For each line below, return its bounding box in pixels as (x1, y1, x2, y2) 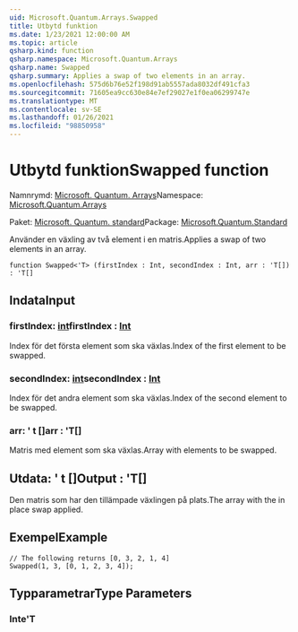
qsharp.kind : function (9, 47, 94, 56)
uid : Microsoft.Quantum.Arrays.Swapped (9, 13, 158, 22)
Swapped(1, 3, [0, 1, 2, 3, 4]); (9, 561, 134, 570)
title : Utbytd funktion (9, 22, 98, 30)
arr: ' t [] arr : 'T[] (9, 424, 82, 437)
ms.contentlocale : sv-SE (9, 105, 102, 114)
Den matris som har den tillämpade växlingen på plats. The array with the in (9, 495, 285, 506)
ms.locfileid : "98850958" (9, 122, 106, 131)
